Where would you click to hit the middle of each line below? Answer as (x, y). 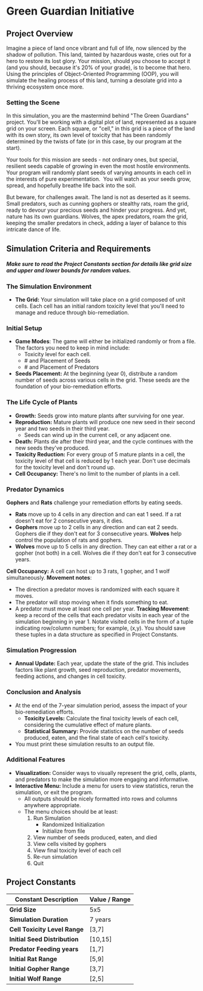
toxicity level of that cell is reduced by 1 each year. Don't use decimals (103, 461)
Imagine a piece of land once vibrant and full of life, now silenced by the (96, 48)
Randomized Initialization (73, 824)
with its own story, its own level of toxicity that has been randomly (88, 135)
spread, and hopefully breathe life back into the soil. (71, 186)
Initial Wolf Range (35, 978)
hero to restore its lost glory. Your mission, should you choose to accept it (98, 61)
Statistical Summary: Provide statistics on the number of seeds (104, 731)
